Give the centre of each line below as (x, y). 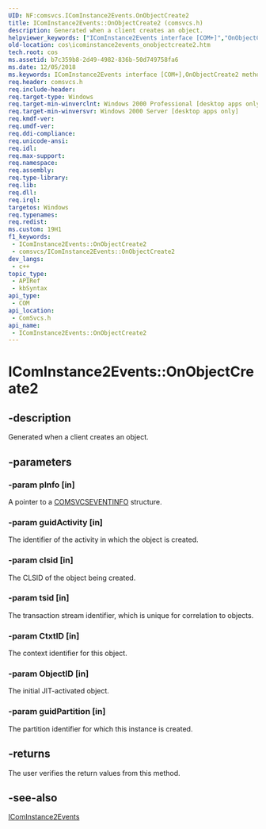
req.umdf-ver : (32, 126)
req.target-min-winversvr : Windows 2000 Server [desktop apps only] (123, 112)
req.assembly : (32, 171)
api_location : (32, 310)
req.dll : (23, 192)
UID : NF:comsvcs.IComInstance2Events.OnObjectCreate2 (99, 15)
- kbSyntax (29, 289)
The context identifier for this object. (68, 653)
